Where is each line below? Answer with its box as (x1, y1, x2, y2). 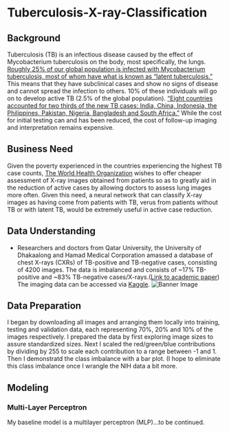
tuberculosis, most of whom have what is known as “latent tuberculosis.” (7, 72, 213, 80)
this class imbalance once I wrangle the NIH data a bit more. (7, 362, 177, 370)
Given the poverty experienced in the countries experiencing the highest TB (7, 162, 222, 170)
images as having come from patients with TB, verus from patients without (7, 198, 219, 206)
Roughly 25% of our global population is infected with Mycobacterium (7, 65, 206, 73)
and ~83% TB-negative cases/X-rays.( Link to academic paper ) (41, 273, 220, 281)
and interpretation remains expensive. (7, 124, 115, 131)
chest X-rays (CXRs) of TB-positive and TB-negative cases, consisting (17, 258, 217, 266)
